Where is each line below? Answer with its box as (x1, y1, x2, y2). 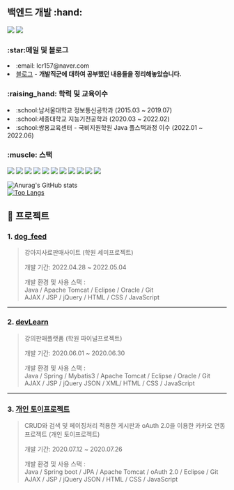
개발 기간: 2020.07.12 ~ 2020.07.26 (24, 445, 123, 453)
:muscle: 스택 (7, 150, 52, 160)
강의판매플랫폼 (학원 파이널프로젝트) (24, 334, 123, 342)
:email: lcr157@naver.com (16, 61, 89, 70)
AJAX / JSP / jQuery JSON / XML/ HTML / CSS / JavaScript (24, 379, 195, 387)
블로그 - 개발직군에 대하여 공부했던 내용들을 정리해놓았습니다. (16, 70, 182, 78)
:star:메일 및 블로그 (7, 45, 69, 54)
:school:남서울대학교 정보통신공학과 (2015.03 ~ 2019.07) (16, 106, 173, 114)
